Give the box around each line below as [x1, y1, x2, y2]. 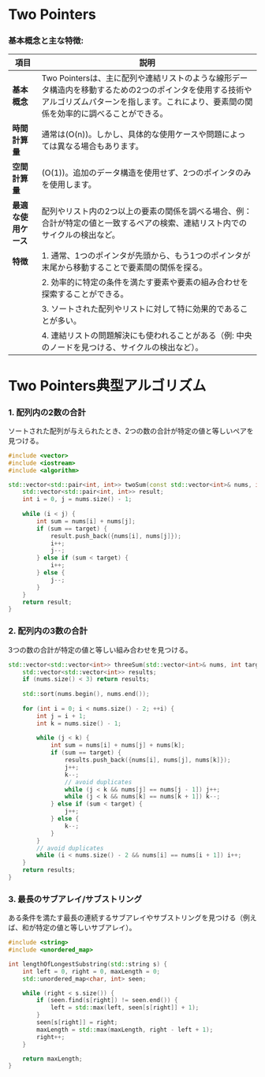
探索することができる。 [41, 289, 129, 300]
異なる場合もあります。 [57, 140, 144, 151]
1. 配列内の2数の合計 [8, 406, 87, 417]
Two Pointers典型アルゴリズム [8, 376, 207, 395]
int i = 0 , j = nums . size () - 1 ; [22, 495, 132, 503]
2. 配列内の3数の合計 [8, 626, 88, 637]
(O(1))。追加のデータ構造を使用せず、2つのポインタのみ [41, 167, 252, 178]
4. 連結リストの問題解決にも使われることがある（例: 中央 [41, 330, 252, 341]
